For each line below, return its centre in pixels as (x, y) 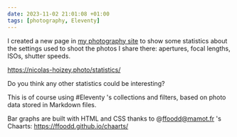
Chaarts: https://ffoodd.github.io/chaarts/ (68, 126)
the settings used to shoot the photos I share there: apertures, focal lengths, (119, 48)
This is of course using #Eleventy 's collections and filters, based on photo (117, 97)
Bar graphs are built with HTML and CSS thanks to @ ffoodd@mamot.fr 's (115, 119)
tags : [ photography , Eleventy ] (54, 21)
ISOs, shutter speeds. (39, 56)
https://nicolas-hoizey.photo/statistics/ (64, 70)
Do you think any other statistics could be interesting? (86, 83)
